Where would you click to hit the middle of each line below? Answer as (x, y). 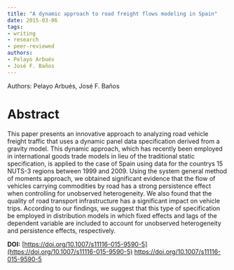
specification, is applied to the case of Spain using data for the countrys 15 (115, 163)
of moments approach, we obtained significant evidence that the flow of (111, 178)
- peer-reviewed (31, 46)
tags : (15, 27)
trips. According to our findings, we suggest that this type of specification (114, 208)
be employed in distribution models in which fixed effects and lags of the (112, 215)
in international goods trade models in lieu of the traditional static (101, 156)
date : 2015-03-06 (33, 20)
